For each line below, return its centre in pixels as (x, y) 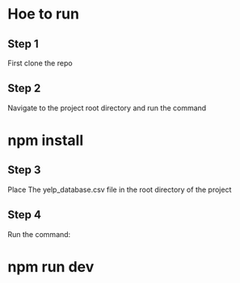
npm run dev (51, 266)
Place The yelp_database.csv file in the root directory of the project (120, 189)
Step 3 (24, 170)
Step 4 (25, 215)
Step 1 (23, 44)
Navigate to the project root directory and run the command (107, 108)
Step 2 (24, 88)
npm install (46, 140)
